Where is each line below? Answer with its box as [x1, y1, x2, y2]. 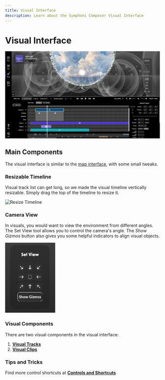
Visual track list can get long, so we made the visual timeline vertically [5, 185, 147, 190]
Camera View [5, 211, 38, 218]
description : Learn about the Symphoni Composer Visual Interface [5, 13, 144, 18]
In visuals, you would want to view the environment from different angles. [5, 222, 154, 228]
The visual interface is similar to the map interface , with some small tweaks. [5, 161, 159, 167]
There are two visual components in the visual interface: [5, 331, 119, 337]
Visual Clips [12, 346, 38, 352]
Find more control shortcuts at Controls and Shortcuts [5, 370, 116, 376]
